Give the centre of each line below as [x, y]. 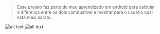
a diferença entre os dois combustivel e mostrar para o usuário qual [85, 12]
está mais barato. [34, 17]
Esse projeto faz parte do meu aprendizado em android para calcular [86, 7]
